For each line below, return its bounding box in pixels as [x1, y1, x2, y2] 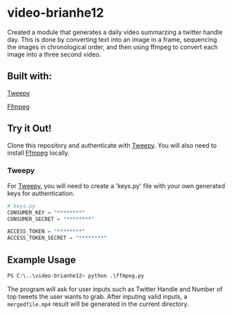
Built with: [7, 70, 52, 82]
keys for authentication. [7, 189, 75, 197]
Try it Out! [7, 123, 52, 135]
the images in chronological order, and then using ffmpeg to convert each [7, 43, 218, 51]
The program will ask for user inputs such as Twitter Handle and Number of [7, 284, 223, 293]
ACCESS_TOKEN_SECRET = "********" [7, 235, 108, 242]
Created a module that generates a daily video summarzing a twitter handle [7, 28, 223, 36]
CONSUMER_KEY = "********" [7, 209, 85, 216]
